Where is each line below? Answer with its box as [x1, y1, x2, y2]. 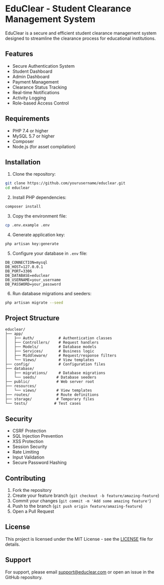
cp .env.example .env [5, 223, 50, 228]
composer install [5, 204, 41, 209]
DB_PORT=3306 [5, 268, 32, 274]
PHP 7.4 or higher [12, 127, 49, 133]
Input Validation [12, 454, 45, 461]
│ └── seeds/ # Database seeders [5, 375, 97, 380]
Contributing [5, 474, 46, 482]
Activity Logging [12, 95, 46, 101]
